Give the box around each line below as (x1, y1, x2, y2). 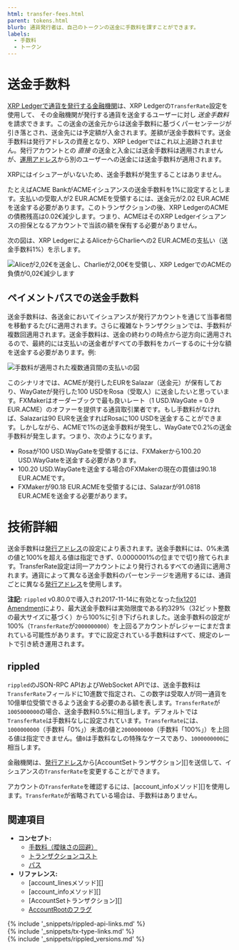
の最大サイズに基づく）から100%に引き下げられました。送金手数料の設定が (7, 613, 230, 621)
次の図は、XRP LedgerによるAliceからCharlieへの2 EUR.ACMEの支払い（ (7, 236, 222, 245)
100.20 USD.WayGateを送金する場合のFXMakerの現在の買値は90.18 (17, 464, 217, 473)
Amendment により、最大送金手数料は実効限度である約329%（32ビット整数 (7, 603, 231, 612)
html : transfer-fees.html (7, 10, 84, 18)
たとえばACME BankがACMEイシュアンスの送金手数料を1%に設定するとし (7, 185, 225, 193)
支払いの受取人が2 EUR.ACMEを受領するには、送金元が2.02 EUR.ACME (19, 194, 230, 203)
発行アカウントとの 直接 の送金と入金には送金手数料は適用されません (19, 145, 223, 154)
